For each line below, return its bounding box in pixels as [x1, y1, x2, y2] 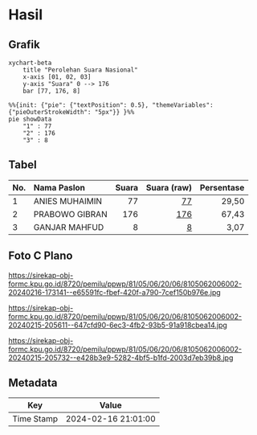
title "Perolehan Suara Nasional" [22, 66, 138, 74]
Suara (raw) [145, 182, 193, 193]
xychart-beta [8, 59, 52, 67]
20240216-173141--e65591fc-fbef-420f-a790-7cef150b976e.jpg [8, 287, 221, 297]
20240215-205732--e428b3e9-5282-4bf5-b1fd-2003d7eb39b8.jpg [8, 352, 234, 363]
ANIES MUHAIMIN [33, 195, 103, 207]
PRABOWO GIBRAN [33, 208, 108, 220]
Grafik [8, 38, 40, 51]
